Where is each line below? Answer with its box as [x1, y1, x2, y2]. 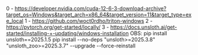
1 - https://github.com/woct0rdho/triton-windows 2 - [24, 18, 152, 24]
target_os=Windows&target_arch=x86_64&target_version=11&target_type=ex [6, 11, 192, 18]
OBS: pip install [129, 30, 167, 37]
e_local [6, 18, 24, 24]
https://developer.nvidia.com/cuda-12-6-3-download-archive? [14, 5, 167, 12]
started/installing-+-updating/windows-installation [6, 30, 129, 37]
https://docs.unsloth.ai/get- [110, 23, 177, 30]
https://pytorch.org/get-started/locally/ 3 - [6, 23, 109, 30]
